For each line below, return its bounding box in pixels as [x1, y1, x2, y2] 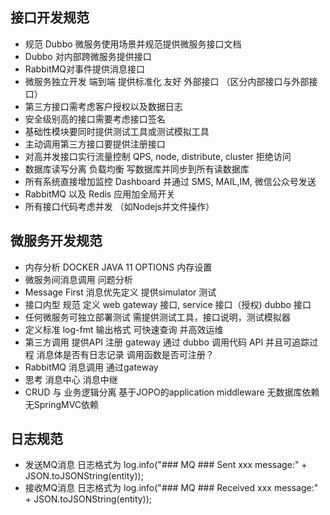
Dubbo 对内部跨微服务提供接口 [24, 50, 152, 62]
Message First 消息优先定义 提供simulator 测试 [24, 286, 217, 298]
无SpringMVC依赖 [24, 398, 100, 410]
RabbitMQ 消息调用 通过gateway [24, 361, 159, 373]
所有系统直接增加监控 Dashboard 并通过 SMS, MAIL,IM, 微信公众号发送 [24, 175, 317, 187]
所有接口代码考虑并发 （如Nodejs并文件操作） [24, 200, 215, 212]
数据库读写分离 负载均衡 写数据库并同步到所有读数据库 [24, 163, 250, 175]
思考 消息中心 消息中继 [24, 373, 118, 385]
